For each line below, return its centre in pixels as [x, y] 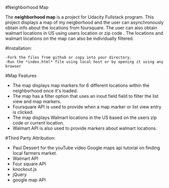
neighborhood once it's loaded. [45, 91]
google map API [29, 180]
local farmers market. [35, 153]
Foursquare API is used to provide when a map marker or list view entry [87, 107]
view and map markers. [37, 101]
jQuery [19, 174]
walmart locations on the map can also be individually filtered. [70, 38]
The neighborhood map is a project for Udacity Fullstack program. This [80, 17]
